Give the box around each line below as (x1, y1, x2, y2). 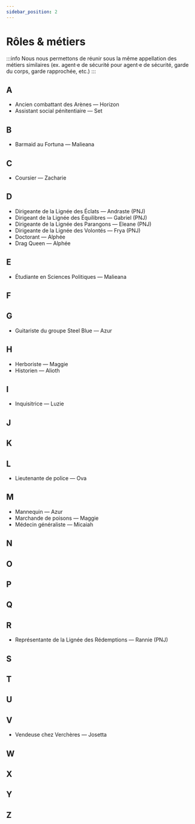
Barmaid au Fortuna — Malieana (14, 141, 95, 148)
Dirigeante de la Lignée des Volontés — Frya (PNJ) (14, 226, 141, 234)
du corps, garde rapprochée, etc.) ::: (6, 67, 96, 75)
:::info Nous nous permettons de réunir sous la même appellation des (6, 55, 177, 62)
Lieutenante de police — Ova (14, 475, 87, 482)
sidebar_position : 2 (6, 8, 58, 15)
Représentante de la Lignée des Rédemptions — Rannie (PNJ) (14, 636, 168, 643)
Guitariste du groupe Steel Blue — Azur (14, 326, 112, 334)
